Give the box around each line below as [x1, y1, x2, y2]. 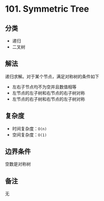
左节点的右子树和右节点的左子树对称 [12, 96, 85, 102]
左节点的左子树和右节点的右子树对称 [12, 90, 85, 96]
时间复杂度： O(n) [12, 125, 47, 131]
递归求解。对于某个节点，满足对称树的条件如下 [5, 73, 99, 79]
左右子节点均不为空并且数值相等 [12, 84, 77, 90]
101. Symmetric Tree [5, 3, 89, 15]
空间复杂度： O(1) [12, 132, 47, 138]
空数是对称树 [5, 161, 31, 167]
